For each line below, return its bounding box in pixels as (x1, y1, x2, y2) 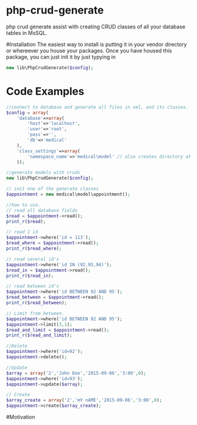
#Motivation (6, 414, 35, 420)
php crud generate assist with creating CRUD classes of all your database (6, 23, 186, 30)
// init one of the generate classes (6, 186, 99, 192)
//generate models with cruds (6, 169, 81, 176)
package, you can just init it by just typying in (6, 53, 116, 60)
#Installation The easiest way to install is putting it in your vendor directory (6, 41, 187, 48)
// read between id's (6, 283, 60, 289)
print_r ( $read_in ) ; (6, 273, 54, 279)
